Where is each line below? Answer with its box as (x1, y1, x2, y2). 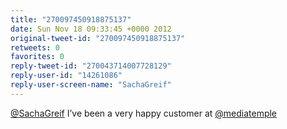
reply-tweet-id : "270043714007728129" (10, 61, 172, 71)
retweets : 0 (10, 42, 60, 53)
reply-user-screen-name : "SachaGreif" (10, 80, 172, 90)
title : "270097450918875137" (10, 14, 132, 25)
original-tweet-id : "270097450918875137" (10, 33, 186, 43)
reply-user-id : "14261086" (10, 71, 123, 81)
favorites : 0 (10, 52, 65, 62)
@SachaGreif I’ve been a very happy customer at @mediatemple (10, 107, 278, 119)
